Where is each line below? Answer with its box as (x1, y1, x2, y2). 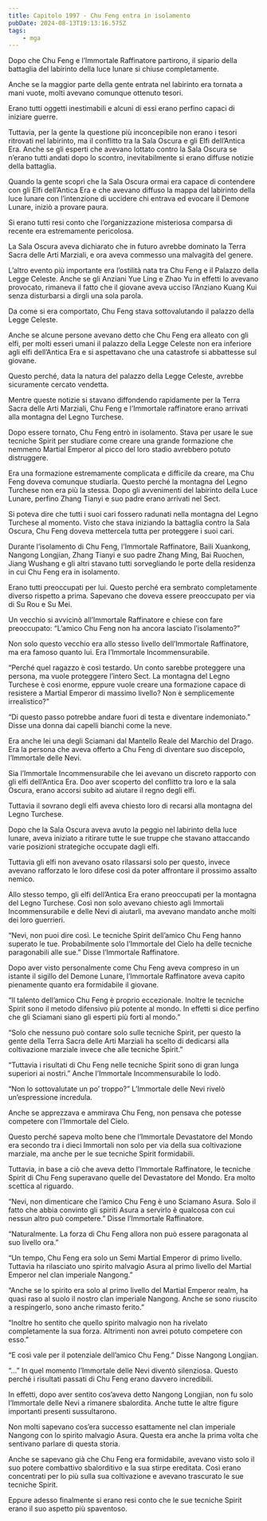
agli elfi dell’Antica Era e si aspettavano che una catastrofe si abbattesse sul (8, 348, 257, 357)
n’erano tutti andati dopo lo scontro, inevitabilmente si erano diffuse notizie (8, 153, 254, 163)
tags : (8, 26, 26, 34)
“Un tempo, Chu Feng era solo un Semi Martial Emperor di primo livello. (8, 1253, 242, 1263)
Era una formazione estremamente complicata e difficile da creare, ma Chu (8, 468, 255, 479)
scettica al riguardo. (8, 1181, 74, 1191)
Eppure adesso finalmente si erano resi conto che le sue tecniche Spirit (8, 1495, 242, 1505)
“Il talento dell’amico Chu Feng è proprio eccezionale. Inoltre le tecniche (8, 995, 245, 1005)
